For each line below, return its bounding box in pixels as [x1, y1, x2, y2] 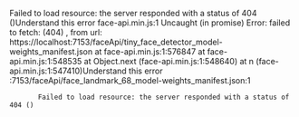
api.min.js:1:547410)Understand [9, 65, 127, 76]
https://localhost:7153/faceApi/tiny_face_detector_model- [9, 36, 224, 47]
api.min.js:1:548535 [9, 56, 82, 66]
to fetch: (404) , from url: [9, 27, 102, 37]
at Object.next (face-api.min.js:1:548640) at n [83, 56, 255, 66]
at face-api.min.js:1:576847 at [94, 46, 206, 57]
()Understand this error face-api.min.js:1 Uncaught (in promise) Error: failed [9, 17, 291, 28]
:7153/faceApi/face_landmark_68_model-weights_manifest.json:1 [9, 75, 251, 85]
